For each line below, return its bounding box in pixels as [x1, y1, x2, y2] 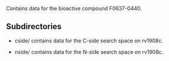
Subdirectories [6, 21, 62, 31]
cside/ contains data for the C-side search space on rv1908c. [14, 37, 163, 44]
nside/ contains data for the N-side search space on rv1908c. [14, 48, 164, 55]
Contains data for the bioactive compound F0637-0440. [6, 5, 142, 12]
